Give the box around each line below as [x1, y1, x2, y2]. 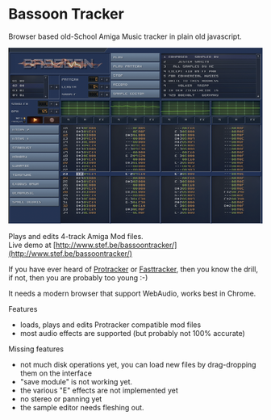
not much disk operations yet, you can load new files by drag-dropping [19, 359, 256, 369]
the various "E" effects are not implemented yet [19, 385, 179, 395]
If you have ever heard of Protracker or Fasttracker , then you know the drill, [8, 264, 258, 274]
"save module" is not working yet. [19, 376, 133, 386]
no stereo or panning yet [19, 393, 102, 404]
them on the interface [19, 368, 93, 378]
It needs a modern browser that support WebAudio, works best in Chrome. [8, 288, 256, 298]
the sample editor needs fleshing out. [19, 402, 144, 412]
